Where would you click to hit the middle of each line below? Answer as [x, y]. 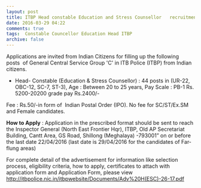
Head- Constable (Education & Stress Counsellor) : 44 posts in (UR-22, [102, 81]
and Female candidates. [36, 111]
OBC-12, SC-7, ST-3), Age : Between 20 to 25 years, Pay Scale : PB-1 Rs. [104, 87]
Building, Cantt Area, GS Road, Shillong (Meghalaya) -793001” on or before [99, 135]
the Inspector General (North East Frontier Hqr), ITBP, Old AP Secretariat [95, 129]
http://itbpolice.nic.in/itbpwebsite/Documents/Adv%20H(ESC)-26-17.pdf [95, 179]
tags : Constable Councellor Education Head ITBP [69, 34]
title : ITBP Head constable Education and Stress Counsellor [84, 17]
